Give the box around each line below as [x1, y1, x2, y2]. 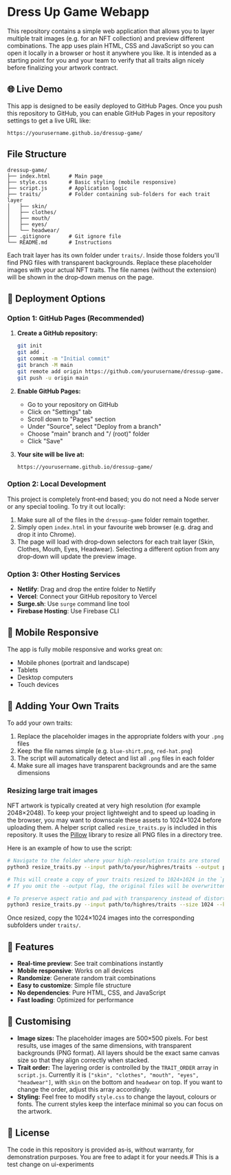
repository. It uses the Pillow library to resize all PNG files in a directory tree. [7, 831, 223, 839]
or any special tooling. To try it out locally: [7, 502, 126, 510]
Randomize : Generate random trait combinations [16, 974, 156, 982]
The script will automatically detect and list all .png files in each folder [16, 754, 215, 762]
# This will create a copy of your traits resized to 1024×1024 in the [7, 876, 217, 883]
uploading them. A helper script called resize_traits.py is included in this [7, 823, 217, 832]
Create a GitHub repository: [16, 329, 98, 337]
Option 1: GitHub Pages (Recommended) [7, 313, 144, 323]
